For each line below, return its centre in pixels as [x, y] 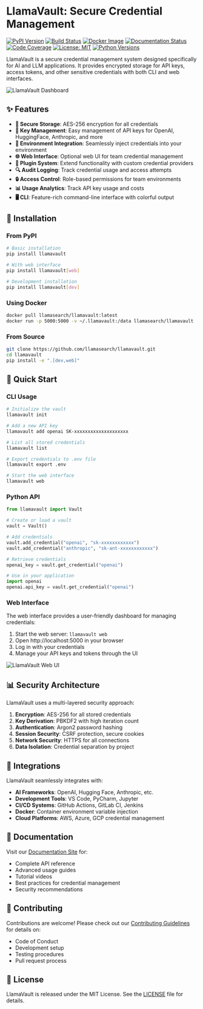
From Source [25, 336]
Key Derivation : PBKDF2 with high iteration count [77, 721]
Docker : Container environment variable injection [76, 811]
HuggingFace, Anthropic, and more [59, 137]
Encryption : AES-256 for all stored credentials [73, 715]
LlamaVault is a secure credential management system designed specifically [101, 59]
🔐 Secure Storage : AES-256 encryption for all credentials [87, 124]
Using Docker [27, 303]
